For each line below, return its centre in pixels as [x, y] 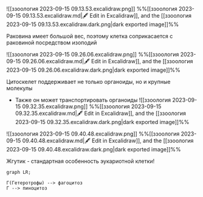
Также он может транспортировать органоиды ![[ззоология [93, 100]
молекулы [19, 88]
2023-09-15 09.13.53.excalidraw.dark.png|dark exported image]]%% [93, 24]
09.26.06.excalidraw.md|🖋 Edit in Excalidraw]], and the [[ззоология [108, 61]
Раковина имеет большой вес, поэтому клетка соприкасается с [90, 36]
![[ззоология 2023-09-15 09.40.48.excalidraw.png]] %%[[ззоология [93, 134]
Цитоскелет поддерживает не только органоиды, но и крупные [88, 82]
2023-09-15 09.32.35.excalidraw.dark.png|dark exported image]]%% [102, 122]
